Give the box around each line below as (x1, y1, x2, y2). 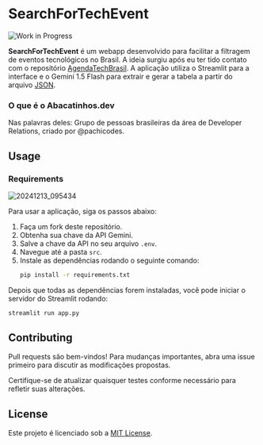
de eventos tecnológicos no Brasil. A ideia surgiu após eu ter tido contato (8, 55, 247, 64)
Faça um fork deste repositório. (19, 221, 123, 231)
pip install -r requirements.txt (19, 270, 131, 278)
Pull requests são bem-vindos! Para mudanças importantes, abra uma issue (8, 352, 255, 362)
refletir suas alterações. (8, 384, 86, 393)
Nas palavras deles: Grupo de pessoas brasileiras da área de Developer (8, 118, 242, 128)
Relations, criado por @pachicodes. (8, 126, 125, 136)
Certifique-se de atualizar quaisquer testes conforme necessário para (8, 376, 236, 386)
